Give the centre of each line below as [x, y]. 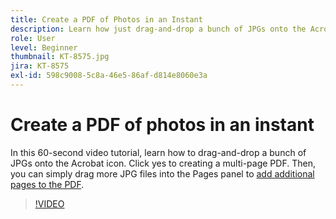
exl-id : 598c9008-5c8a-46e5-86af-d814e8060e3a [109, 76]
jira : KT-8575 [40, 66]
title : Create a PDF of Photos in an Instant [106, 19]
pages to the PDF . [47, 184]
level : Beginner [44, 47]
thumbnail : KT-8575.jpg [60, 57]
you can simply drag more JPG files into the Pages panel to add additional [162, 173]
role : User [33, 38]
